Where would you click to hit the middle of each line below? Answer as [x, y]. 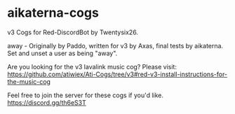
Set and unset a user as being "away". [62, 53]
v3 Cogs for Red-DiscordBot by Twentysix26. [73, 32]
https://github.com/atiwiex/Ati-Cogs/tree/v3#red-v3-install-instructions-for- [117, 74]
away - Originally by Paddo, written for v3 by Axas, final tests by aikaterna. [115, 45]
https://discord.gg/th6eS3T [47, 102]
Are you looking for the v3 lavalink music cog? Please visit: [92, 66]
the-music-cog [29, 81]
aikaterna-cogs [53, 13]
